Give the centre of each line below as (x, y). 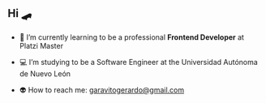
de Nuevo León (45, 73)
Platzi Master (41, 45)
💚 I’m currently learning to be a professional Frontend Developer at (132, 37)
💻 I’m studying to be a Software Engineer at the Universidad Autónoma (139, 62)
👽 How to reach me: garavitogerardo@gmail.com (101, 90)
